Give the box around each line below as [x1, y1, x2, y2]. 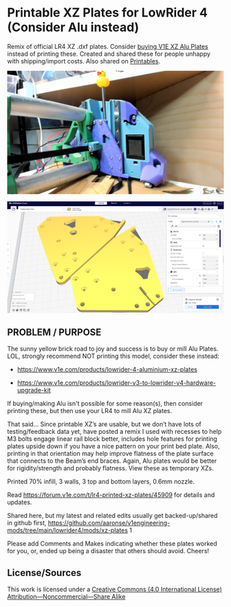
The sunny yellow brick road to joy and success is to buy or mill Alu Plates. [7, 345, 219, 353]
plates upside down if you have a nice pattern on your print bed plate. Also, [7, 442, 220, 450]
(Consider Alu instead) [7, 19, 140, 35]
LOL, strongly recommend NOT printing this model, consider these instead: [7, 352, 220, 360]
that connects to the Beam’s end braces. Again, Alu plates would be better [7, 457, 217, 465]
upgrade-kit [16, 386, 52, 395]
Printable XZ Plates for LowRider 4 [7, 5, 208, 21]
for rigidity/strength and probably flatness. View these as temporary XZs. [7, 464, 214, 472]
